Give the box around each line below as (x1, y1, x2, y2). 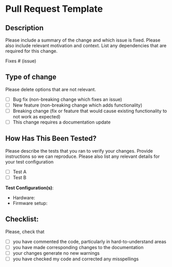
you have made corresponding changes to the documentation (12, 244, 144, 250)
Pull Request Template (5, 3, 103, 15)
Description (5, 24, 44, 32)
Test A (12, 169, 27, 175)
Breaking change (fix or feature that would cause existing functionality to (12, 108, 167, 114)
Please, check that (5, 229, 45, 235)
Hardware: (12, 195, 35, 200)
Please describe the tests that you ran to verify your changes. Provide (5, 148, 153, 154)
